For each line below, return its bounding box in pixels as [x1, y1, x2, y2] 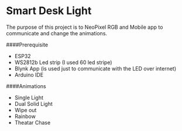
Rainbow [14, 113, 36, 120]
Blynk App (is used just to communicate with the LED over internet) [14, 65, 177, 72]
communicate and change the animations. [6, 29, 107, 36]
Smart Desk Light [6, 4, 92, 18]
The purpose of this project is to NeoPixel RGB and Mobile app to [6, 23, 163, 31]
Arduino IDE [14, 71, 44, 78]
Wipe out [14, 106, 37, 113]
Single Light [14, 94, 44, 101]
